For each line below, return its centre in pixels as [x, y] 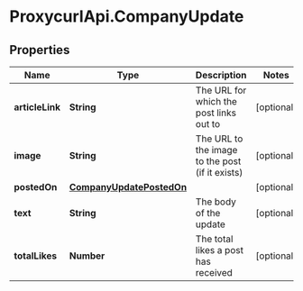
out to [208, 124]
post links [216, 113]
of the [208, 213]
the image [216, 150]
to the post [218, 161]
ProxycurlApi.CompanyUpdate [127, 17]
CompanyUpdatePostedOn [128, 187]
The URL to [219, 139]
